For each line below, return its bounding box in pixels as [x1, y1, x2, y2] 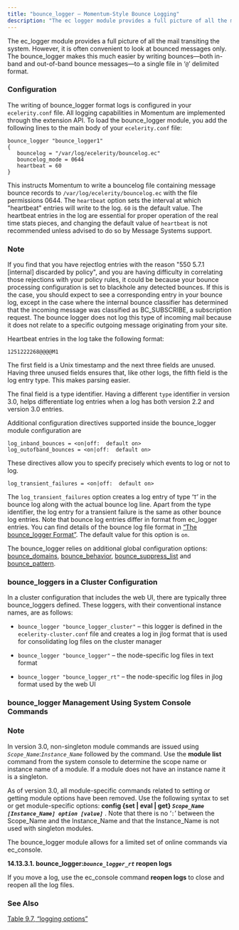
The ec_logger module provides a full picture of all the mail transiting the [7, 36, 221, 45]
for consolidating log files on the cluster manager [17, 637, 162, 646]
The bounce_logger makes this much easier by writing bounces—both [7, 51, 213, 61]
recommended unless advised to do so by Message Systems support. [7, 226, 212, 235]
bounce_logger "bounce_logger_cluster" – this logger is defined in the [17, 622, 223, 631]
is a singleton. [7, 772, 48, 780]
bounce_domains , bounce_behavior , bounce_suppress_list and [7, 552, 191, 560]
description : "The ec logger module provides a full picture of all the [7, 17, 228, 24]
